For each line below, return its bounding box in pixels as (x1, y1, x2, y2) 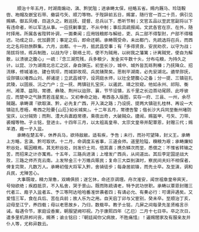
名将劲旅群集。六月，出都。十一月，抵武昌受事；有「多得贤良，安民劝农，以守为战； (14, 44, 193, 50)
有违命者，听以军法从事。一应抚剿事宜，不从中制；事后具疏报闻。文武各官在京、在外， (6, 24, 189, 30)
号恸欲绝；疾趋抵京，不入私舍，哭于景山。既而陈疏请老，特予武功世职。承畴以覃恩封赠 (6, 183, 189, 189)
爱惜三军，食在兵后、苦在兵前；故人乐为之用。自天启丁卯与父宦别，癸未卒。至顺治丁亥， (6, 196, 193, 202)
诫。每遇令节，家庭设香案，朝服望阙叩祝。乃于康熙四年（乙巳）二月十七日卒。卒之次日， (6, 208, 193, 214)
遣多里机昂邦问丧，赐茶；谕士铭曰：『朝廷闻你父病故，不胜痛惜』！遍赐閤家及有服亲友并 (6, 215, 191, 221)
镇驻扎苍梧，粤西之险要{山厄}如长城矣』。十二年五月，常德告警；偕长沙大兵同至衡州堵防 (6, 107, 192, 113)
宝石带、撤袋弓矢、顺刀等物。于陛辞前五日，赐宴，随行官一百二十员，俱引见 (32, 12, 193, 18)
